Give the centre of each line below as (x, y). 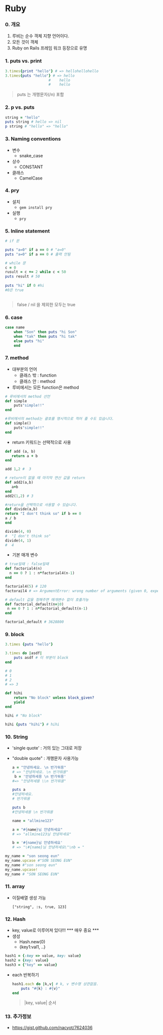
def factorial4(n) (24, 569)
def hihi (14, 693)
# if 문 (12, 241)
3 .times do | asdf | (24, 653)
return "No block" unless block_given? (54, 698)
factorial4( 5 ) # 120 (26, 586)
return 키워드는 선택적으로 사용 (41, 442)
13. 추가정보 (18, 1017)
